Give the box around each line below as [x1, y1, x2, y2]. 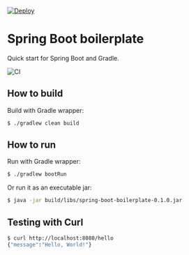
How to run [7, 139, 56, 151]
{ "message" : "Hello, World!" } [7, 241, 92, 248]
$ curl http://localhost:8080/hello [7, 235, 114, 242]
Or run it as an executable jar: [7, 183, 92, 192]
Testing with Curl [7, 216, 84, 228]
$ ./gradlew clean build [7, 119, 80, 127]
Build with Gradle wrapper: [7, 106, 84, 114]
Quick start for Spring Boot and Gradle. [7, 54, 120, 62]
